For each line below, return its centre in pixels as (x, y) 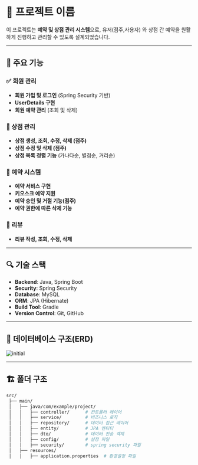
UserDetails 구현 (35, 102)
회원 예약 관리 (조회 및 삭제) (46, 110)
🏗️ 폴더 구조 (27, 379)
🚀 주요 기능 (25, 63)
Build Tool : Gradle (37, 307)
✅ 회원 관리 (21, 81)
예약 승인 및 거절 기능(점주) (45, 201)
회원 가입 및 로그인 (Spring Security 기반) (62, 95)
